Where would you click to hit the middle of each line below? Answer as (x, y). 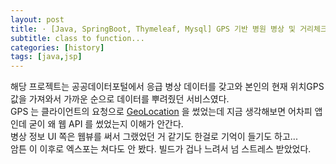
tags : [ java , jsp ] (46, 57)
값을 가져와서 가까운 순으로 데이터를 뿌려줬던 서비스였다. (120, 99)
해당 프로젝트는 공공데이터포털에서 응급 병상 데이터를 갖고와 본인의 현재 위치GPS (167, 87)
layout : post (37, 19)
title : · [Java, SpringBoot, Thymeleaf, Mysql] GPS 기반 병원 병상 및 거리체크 (169, 29)
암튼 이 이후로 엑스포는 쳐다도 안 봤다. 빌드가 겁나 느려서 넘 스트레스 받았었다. (161, 149)
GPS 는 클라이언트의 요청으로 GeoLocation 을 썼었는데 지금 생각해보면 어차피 (161, 112)
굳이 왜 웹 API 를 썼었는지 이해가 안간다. (106, 124)
